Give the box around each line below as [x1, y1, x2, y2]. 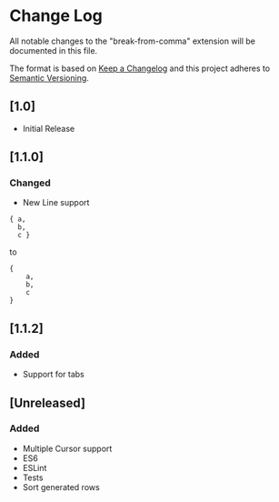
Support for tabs [22, 369, 85, 380]
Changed [9, 176, 52, 189]
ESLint [22, 462, 47, 473]
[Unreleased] [9, 395, 86, 410]
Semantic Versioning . [9, 72, 89, 83]
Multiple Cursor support [22, 443, 113, 454]
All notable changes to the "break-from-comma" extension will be [9, 35, 256, 46]
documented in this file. [9, 45, 98, 55]
